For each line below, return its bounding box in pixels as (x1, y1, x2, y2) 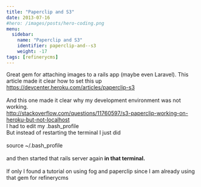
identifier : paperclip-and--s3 (17, 43, 97, 49)
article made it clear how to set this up (6, 77, 102, 84)
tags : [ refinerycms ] (6, 54, 59, 60)
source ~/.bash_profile (6, 141, 63, 149)
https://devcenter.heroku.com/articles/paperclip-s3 (6, 83, 135, 91)
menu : (6, 25, 20, 32)
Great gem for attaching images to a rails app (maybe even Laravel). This (6, 70, 189, 78)
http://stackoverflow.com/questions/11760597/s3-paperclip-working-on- (6, 109, 188, 117)
